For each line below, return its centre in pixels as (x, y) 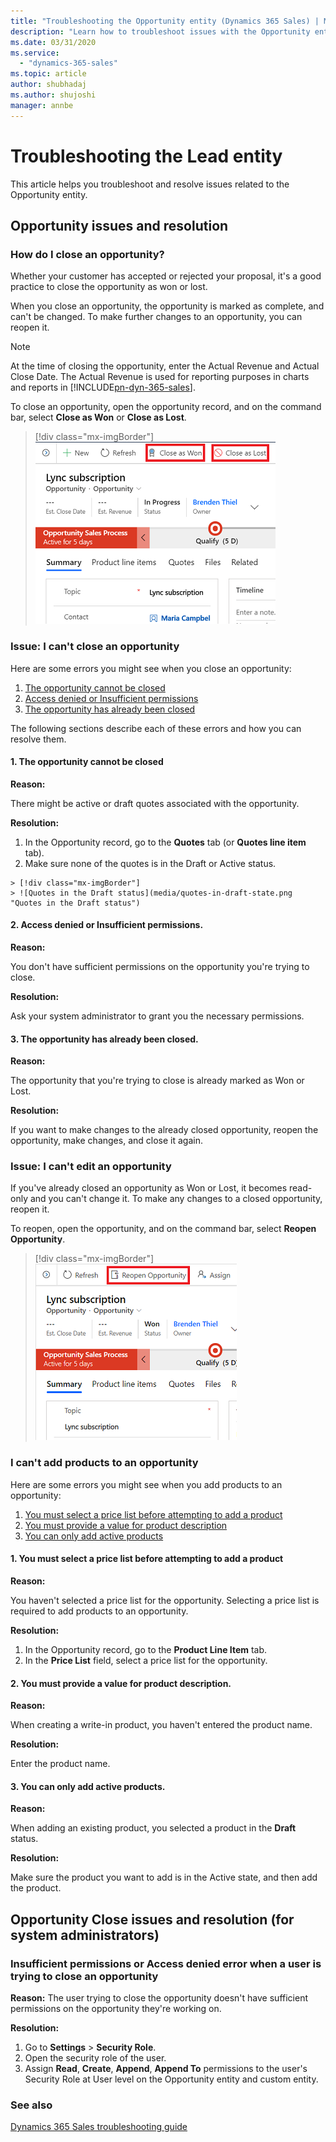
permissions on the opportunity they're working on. (116, 2009)
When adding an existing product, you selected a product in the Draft (153, 1828)
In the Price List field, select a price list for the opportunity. (146, 1660)
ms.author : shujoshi (53, 95)
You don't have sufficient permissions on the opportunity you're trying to (160, 966)
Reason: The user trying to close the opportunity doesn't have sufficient (159, 1998)
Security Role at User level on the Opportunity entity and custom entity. (171, 2079)
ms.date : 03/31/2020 (53, 42)
